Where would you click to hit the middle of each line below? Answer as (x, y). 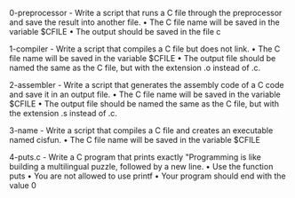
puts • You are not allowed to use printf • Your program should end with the (147, 176)
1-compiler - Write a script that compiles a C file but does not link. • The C (145, 49)
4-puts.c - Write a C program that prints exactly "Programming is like (136, 157)
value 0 (23, 185)
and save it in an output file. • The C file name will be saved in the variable (145, 94)
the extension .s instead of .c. (64, 113)
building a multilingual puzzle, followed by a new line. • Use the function (141, 166)
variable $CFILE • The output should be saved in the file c (115, 32)
